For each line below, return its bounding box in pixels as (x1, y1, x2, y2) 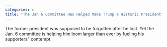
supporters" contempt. (5, 36, 52, 42)
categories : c (5, 7, 35, 12)
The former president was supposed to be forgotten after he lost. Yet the (5, 25, 154, 31)
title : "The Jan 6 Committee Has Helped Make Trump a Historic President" (5, 12, 164, 17)
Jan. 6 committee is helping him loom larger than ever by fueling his (5, 31, 144, 37)
